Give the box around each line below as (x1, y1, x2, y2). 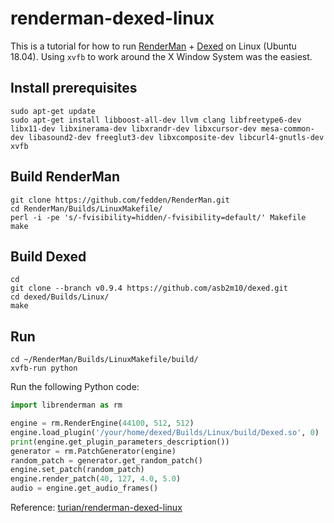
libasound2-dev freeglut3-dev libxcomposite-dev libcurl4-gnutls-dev (28, 132, 325, 142)
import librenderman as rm (10, 400, 123, 411)
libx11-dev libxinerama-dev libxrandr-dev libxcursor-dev (10, 123, 257, 134)
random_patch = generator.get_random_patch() (10, 455, 203, 466)
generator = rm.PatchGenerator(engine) (10, 446, 177, 456)
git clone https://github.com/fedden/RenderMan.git (10, 195, 230, 205)
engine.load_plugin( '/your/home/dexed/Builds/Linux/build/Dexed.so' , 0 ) (10, 427, 320, 437)
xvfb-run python (10, 363, 78, 374)
